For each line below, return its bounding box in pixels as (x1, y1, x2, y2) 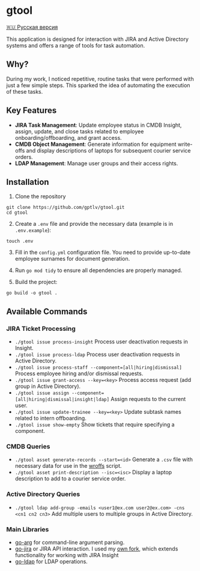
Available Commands (6, 306, 88, 316)
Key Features (6, 106, 57, 116)
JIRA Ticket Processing (6, 324, 76, 333)
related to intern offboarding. (14, 415, 87, 422)
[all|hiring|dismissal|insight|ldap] (14, 397, 110, 403)
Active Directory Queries (6, 490, 80, 498)
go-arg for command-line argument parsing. (14, 539, 125, 546)
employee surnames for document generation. (14, 255, 130, 262)
